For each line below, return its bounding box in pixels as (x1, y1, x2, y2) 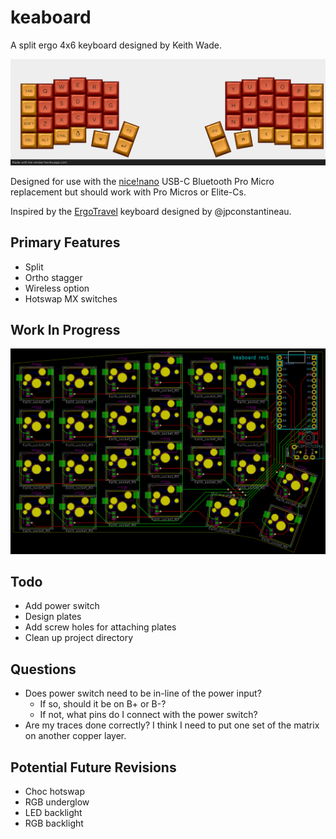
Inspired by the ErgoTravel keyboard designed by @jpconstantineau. (10, 205, 292, 217)
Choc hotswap (24, 786, 86, 798)
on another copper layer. (24, 730, 127, 742)
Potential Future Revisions (10, 759, 177, 776)
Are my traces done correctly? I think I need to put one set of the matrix (24, 719, 320, 731)
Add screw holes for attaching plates (24, 621, 177, 633)
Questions (10, 661, 77, 678)
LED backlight (24, 807, 83, 819)
